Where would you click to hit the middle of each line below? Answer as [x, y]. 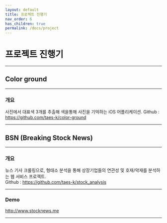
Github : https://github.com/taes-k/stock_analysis [56, 182]
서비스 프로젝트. [31, 177]
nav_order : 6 [19, 19]
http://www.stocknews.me [32, 211]
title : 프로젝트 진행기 [26, 14]
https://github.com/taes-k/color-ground [46, 117]
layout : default [22, 10]
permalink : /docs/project [32, 28]
